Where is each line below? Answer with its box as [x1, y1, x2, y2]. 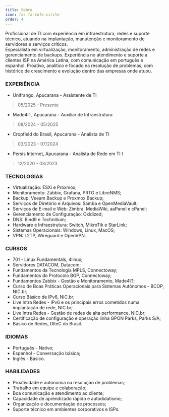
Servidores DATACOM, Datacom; [12, 262, 81, 268]
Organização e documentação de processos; [12, 401, 107, 407]
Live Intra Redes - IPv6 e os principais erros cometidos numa [12, 299, 140, 305]
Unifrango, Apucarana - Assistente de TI [12, 92, 97, 98]
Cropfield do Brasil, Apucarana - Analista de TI [12, 131, 109, 137]
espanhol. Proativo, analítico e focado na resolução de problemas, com [5, 62, 153, 68]
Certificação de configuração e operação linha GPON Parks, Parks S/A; [12, 315, 161, 321]
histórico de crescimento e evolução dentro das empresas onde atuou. [5, 68, 152, 74]
